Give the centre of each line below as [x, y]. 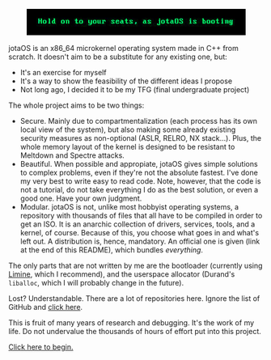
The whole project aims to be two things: [76, 105]
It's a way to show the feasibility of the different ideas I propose [126, 81]
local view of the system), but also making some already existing [128, 129]
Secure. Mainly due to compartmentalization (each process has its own [138, 121]
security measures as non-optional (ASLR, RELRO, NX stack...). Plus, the [140, 138]
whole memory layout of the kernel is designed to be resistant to [127, 147]
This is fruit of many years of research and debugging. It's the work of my [131, 323]
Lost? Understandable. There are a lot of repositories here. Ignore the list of [134, 299]
